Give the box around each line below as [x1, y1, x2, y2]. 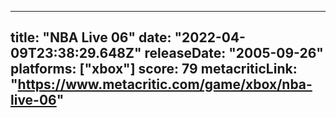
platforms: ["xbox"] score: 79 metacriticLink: [10, 61, 298, 78]
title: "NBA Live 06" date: [10, 29, 172, 46]
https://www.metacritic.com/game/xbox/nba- [17, 76, 313, 93]
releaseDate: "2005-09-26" [144, 45, 324, 62]
